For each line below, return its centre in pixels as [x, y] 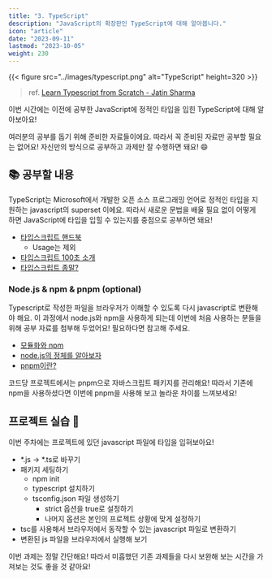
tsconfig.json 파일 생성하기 [76, 498]
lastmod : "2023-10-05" [47, 46]
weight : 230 [28, 54]
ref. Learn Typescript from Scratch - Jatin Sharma [112, 93]
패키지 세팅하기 [44, 469]
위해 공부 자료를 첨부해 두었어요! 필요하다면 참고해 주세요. [99, 328]
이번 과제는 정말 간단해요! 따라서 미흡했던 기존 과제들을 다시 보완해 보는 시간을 [132, 556]
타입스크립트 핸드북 [51, 237]
